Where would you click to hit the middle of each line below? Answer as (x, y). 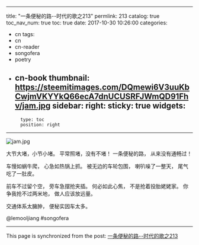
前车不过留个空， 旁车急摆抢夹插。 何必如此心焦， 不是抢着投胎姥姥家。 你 (97, 186)
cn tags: (25, 34)
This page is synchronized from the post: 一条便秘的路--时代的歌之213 (92, 236)
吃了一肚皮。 (22, 173)
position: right (40, 125)
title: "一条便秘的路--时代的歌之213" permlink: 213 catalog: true (83, 16)
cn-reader (27, 47)
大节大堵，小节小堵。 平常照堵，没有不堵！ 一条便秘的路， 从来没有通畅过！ (99, 153)
